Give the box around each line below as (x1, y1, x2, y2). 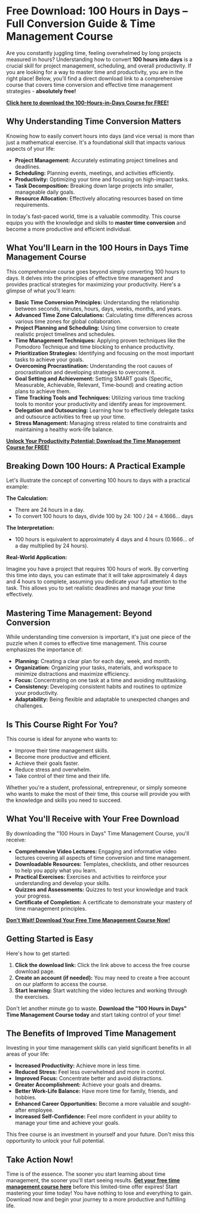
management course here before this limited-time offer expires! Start (6, 1183, 178, 1191)
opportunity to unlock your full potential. (6, 1137, 106, 1145)
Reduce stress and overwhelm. (14, 766, 91, 773)
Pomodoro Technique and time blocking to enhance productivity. (14, 343, 175, 350)
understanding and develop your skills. (14, 879, 110, 886)
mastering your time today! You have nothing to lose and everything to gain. (6, 1189, 193, 1197)
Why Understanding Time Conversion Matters (6, 117, 181, 127)
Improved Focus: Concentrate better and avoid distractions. (14, 1075, 163, 1082)
